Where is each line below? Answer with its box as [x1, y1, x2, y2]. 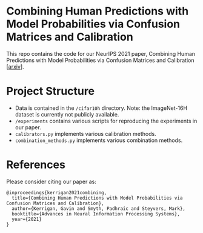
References [6, 158, 65, 172]
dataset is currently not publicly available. [15, 110, 119, 118]
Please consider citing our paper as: [6, 178, 97, 185]
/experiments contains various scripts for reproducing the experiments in [15, 117, 198, 124]
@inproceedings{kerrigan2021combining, [6, 189, 107, 195]
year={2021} [12, 216, 42, 222]
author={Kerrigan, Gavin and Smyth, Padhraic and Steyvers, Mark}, [12, 205, 186, 212]
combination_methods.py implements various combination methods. [15, 137, 183, 144]
